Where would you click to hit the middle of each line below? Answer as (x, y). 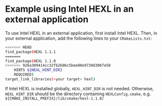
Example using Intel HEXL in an (69, 9)
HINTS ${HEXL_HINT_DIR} (38, 70)
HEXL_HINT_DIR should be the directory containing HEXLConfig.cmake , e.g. (78, 94)
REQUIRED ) (24, 75)
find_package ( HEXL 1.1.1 (30, 52)
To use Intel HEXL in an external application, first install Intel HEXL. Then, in (81, 33)
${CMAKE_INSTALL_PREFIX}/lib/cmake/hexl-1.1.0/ (55, 98)
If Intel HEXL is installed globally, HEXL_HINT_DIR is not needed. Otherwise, (80, 88)
